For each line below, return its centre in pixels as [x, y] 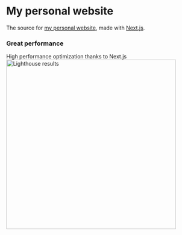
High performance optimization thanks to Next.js [67, 57]
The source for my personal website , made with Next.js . [76, 28]
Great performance [35, 43]
